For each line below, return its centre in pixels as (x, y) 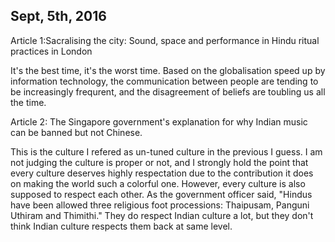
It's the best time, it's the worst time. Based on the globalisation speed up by (168, 70)
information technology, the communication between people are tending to (164, 81)
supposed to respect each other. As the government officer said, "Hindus (161, 194)
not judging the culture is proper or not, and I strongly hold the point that (159, 162)
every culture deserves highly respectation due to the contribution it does (162, 173)
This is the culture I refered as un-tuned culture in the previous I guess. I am (166, 151)
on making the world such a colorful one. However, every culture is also (158, 183)
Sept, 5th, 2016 (58, 16)
